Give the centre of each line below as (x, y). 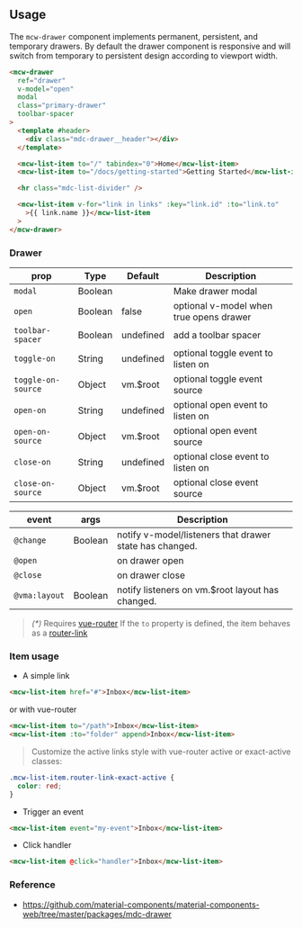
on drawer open (150, 560)
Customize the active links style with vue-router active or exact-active (161, 752)
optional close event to (221, 456)
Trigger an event (53, 811)
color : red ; (40, 786)
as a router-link (59, 633)
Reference (32, 885)
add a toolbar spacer (217, 335)
